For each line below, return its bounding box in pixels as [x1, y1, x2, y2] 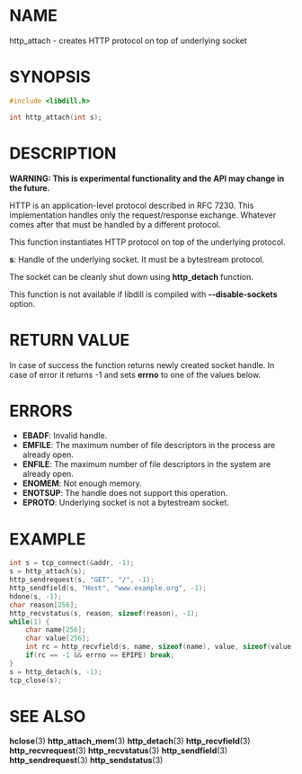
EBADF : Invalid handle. [22, 430, 108, 441]
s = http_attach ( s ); [9, 567, 87, 576]
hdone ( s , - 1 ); [9, 591, 63, 601]
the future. [9, 182, 51, 193]
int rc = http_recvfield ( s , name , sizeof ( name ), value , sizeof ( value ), [25, 643, 299, 652]
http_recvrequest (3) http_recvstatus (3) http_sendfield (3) [9, 745, 228, 756]
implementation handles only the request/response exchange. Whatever [9, 209, 277, 220]
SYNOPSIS [9, 67, 92, 87]
